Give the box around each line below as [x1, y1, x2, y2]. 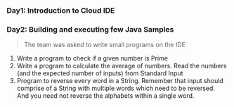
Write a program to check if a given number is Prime [16, 54, 168, 63]
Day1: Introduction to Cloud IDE [6, 6, 115, 15]
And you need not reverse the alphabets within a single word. [16, 92, 195, 100]
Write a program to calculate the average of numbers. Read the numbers [16, 62, 227, 70]
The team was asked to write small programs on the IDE [23, 41, 186, 49]
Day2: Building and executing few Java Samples [6, 24, 174, 34]
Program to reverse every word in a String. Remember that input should [16, 77, 224, 85]
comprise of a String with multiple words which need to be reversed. [16, 84, 216, 93]
